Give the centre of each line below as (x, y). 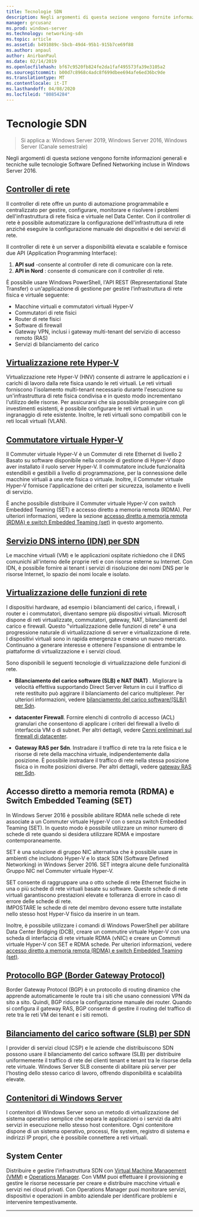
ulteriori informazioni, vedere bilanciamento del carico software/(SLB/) (100, 699)
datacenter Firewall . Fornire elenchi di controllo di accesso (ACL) (95, 717)
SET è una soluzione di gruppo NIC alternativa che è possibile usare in (92, 851)
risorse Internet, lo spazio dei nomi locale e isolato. (68, 574)
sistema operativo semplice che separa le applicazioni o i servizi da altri (94, 1119)
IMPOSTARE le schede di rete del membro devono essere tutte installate (94, 907)
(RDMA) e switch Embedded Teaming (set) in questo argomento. (85, 522)
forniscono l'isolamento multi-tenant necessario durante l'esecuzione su (94, 390)
